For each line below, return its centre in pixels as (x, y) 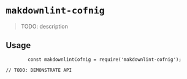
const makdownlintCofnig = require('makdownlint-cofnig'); (105, 60)
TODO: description (44, 26)
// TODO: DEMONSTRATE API (39, 70)
